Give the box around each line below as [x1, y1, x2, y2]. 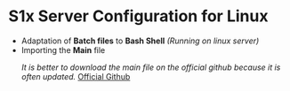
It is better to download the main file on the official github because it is [20, 62, 281, 72]
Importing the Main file [20, 44, 106, 55]
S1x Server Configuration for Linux [8, 6, 269, 27]
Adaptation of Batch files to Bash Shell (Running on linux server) [20, 35, 260, 46]
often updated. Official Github [20, 71, 131, 81]
